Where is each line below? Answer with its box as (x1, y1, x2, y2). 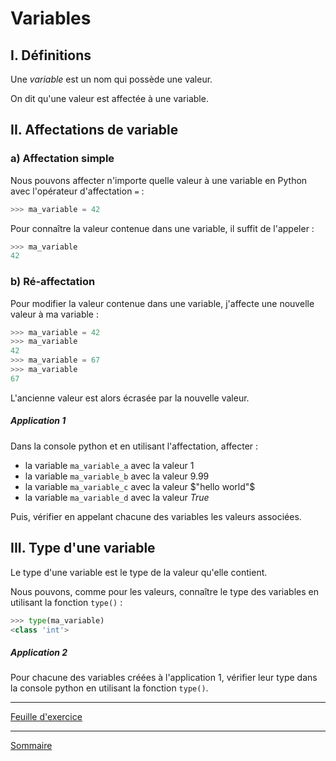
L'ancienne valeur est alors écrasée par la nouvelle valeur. (10, 392, 250, 404)
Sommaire (10, 740, 53, 752)
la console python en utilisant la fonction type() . (10, 682, 209, 694)
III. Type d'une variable (10, 540, 156, 557)
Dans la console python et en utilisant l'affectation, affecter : (10, 440, 259, 452)
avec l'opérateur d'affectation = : (10, 185, 145, 197)
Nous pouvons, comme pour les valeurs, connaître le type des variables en (10, 585, 319, 597)
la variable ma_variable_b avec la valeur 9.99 (24, 470, 210, 482)
